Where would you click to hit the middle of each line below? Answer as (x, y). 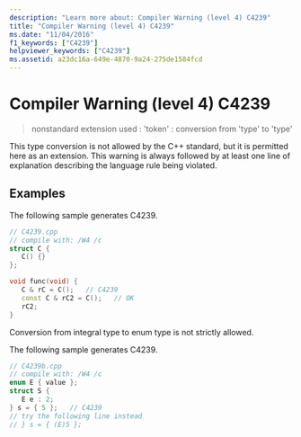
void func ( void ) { (44, 281)
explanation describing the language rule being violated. (113, 165)
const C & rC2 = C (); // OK (78, 298)
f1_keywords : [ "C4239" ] (54, 43)
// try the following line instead (76, 416)
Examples (37, 194)
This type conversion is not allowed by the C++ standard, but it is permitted (149, 146)
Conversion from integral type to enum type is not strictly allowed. (132, 332)
